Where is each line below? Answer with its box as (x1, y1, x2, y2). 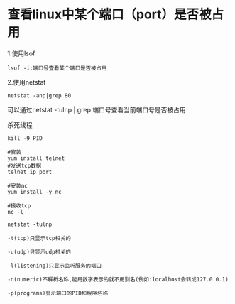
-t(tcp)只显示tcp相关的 (7, 234, 71, 241)
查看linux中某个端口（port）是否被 (7, 6, 212, 23)
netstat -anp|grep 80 (7, 92, 72, 99)
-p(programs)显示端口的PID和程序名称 (7, 289, 109, 297)
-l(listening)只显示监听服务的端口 (7, 262, 102, 269)
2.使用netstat (7, 77, 46, 86)
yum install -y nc (7, 188, 62, 195)
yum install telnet (7, 154, 65, 162)
